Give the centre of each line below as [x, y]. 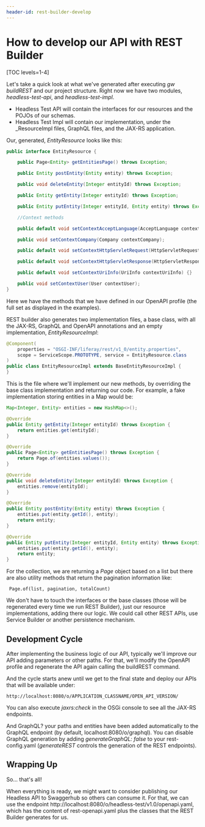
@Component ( [21, 344]
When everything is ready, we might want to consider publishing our [92, 791]
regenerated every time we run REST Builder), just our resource [86, 607]
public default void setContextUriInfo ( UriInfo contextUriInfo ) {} [105, 273]
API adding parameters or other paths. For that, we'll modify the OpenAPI [98, 660]
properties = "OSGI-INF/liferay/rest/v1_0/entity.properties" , [99, 349]
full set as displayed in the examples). [54, 307]
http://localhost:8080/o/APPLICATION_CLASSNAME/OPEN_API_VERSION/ [92, 696]
